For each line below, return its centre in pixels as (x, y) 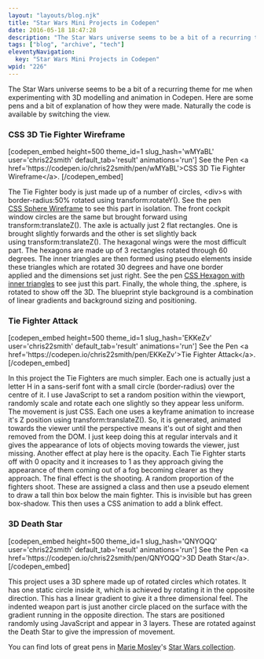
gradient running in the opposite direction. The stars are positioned (117, 615)
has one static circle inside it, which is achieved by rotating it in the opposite (132, 590)
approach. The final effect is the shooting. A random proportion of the (121, 479)
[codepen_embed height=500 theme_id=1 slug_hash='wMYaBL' (111, 152)
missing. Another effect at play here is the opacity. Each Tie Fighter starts (127, 454)
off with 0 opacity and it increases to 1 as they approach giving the (116, 462)
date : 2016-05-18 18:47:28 (52, 30)
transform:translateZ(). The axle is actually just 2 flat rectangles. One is (123, 226)
